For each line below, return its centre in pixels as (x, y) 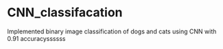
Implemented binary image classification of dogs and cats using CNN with (112, 31)
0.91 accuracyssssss (36, 38)
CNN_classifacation (65, 13)
